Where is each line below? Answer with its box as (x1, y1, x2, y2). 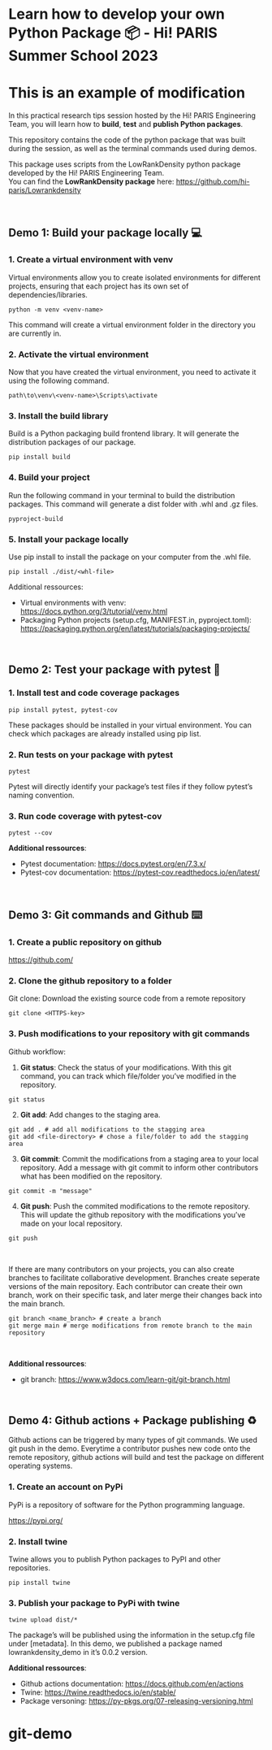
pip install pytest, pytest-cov (8, 706, 118, 714)
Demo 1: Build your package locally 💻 (8, 225, 203, 240)
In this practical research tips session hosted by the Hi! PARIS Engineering (8, 111, 256, 120)
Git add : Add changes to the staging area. (19, 1109, 161, 1119)
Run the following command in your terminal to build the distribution (8, 490, 235, 500)
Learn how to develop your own (8, 5, 225, 24)
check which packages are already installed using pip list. (8, 728, 201, 738)
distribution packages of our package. (8, 437, 136, 447)
